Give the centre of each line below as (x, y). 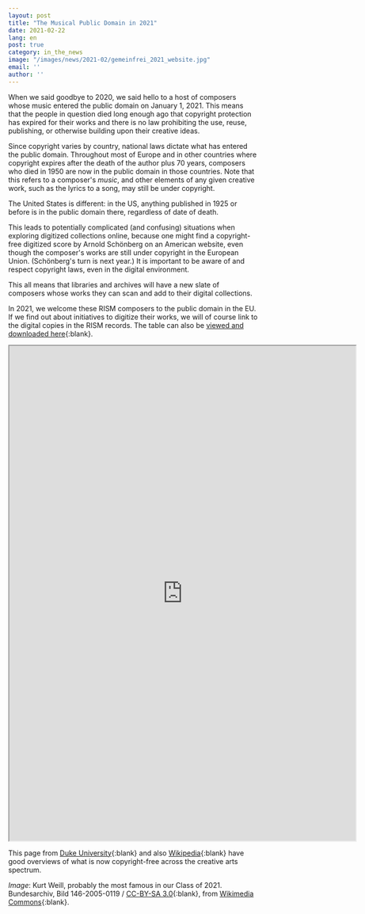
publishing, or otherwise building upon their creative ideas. (104, 131)
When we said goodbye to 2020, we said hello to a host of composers (122, 97)
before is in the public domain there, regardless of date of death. (114, 211)
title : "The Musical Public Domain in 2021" (83, 23)
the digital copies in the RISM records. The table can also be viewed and (126, 325)
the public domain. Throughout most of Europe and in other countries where (133, 154)
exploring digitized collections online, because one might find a (112, 235)
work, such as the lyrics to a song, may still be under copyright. (112, 188)
